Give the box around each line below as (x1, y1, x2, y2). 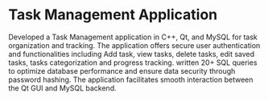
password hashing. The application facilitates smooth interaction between (8, 75, 254, 84)
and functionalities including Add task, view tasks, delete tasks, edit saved (8, 49, 255, 59)
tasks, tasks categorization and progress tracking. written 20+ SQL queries (8, 58, 258, 67)
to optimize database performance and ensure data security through (8, 66, 236, 75)
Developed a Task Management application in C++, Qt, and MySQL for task (8, 32, 258, 42)
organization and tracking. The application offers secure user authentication (8, 40, 261, 50)
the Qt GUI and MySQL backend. (8, 83, 117, 93)
